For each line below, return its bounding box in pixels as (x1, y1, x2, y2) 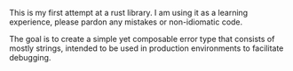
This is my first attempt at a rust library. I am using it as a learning (9, 8, 249, 18)
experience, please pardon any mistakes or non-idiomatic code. (9, 17, 243, 27)
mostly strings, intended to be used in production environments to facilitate (9, 43, 284, 53)
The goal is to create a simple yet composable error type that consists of (9, 34, 275, 44)
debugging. (9, 53, 51, 62)
